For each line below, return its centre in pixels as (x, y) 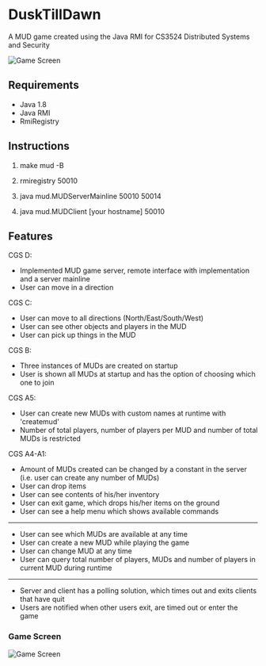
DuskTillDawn (55, 15)
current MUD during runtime (66, 568)
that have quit (42, 599)
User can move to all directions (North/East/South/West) (112, 318)
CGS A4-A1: (28, 454)
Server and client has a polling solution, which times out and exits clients (138, 591)
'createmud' (39, 422)
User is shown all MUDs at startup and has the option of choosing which (137, 374)
